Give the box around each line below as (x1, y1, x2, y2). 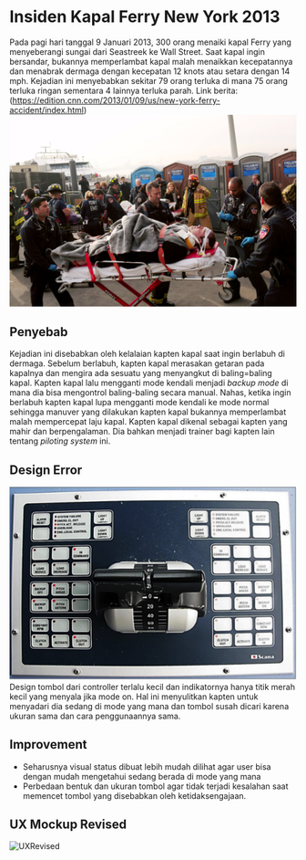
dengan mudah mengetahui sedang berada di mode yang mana (22, 771, 261, 781)
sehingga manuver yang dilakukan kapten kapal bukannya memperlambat (9, 406, 287, 417)
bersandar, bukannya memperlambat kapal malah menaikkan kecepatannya (9, 56, 293, 67)
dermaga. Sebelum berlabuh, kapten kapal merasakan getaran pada (9, 358, 265, 369)
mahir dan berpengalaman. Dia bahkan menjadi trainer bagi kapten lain (9, 426, 275, 437)
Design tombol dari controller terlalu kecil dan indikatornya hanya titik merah (9, 681, 296, 692)
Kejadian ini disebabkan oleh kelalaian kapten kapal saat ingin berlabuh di (9, 349, 285, 360)
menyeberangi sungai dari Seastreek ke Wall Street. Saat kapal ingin (9, 46, 266, 57)
